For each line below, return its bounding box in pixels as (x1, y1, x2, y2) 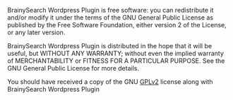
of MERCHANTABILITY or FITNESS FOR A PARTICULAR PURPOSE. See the (7, 57, 225, 65)
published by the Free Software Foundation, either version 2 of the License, (7, 21, 227, 29)
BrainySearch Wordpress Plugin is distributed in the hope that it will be (7, 42, 213, 50)
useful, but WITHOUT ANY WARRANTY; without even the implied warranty (7, 49, 225, 57)
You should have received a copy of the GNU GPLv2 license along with (7, 78, 213, 86)
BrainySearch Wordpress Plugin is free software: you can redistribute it (7, 6, 214, 14)
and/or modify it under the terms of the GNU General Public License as (7, 13, 214, 22)
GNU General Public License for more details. (7, 64, 140, 72)
